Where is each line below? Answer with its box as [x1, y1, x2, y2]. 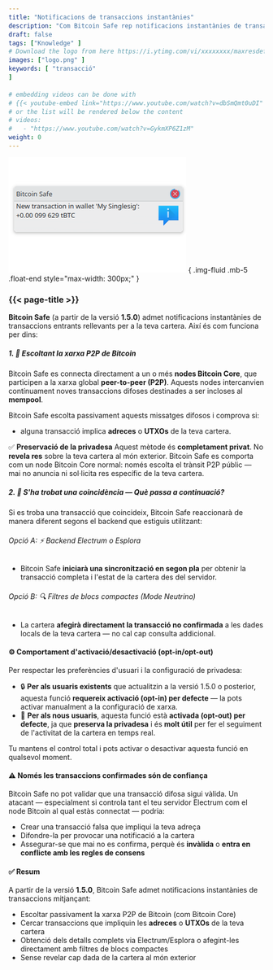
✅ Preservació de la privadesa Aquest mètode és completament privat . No [8, 442, 264, 452]
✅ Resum [8, 867, 41, 876]
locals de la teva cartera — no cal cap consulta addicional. [19, 628, 216, 638]
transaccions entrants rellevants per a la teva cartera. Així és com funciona [8, 321, 259, 331]
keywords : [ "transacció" [8, 65, 96, 73]
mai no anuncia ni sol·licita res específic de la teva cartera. [8, 469, 205, 478]
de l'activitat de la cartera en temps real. [19, 727, 156, 737]
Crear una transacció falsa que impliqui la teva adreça [19, 822, 201, 832]
